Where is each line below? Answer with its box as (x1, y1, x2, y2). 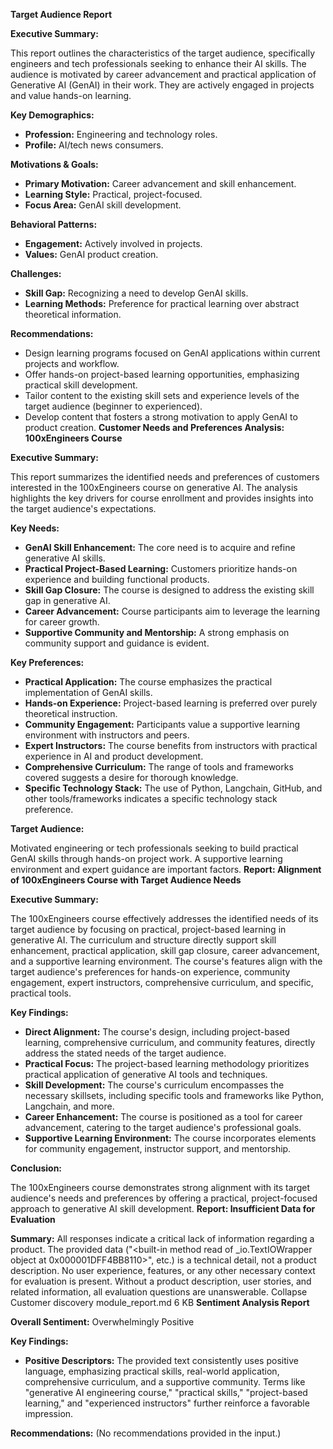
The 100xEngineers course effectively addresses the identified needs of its (10, 913, 319, 924)
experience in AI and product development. (24, 750, 204, 762)
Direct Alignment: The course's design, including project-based (24, 1026, 290, 1038)
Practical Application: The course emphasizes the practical (24, 676, 273, 688)
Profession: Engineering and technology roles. (24, 129, 218, 140)
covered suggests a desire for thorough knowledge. (24, 772, 239, 783)
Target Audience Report (10, 9, 113, 20)
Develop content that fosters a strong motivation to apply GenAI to (24, 411, 298, 423)
